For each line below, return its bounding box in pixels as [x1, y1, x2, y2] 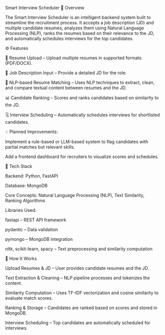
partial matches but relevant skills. [5, 144, 76, 150]
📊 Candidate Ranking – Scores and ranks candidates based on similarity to [5, 95, 159, 101]
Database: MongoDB [5, 182, 48, 188]
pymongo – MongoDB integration [5, 236, 73, 242]
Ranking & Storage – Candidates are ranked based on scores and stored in [5, 305, 158, 311]
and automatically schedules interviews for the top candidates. [5, 35, 134, 41]
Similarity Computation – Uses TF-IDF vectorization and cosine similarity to [5, 290, 159, 296]
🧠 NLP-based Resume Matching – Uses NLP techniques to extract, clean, [5, 80, 155, 85]
